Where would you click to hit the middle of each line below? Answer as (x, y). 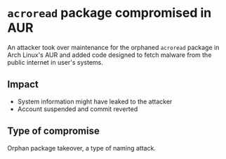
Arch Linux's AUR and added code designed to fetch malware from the (109, 55)
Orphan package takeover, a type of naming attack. (82, 148)
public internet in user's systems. (55, 62)
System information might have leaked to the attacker (95, 101)
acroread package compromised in (109, 13)
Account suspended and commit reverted (78, 109)
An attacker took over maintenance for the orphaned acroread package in (113, 47)
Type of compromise (53, 131)
